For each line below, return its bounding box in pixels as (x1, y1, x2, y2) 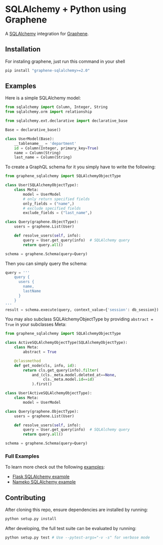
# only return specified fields (23, 196, 90, 202)
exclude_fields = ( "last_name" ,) (23, 211, 92, 216)
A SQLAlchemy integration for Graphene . (5, 30, 89, 36)
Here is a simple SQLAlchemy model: (5, 95, 81, 101)
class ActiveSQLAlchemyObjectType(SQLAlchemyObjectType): (5, 340, 128, 345)
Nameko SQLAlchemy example (12, 479, 76, 485)
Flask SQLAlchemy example (12, 474, 70, 480)
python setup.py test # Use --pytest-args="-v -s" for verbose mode (5, 535, 150, 540)
